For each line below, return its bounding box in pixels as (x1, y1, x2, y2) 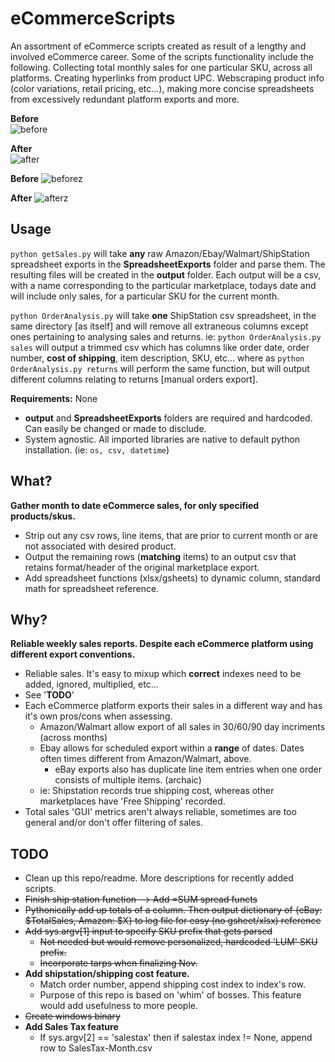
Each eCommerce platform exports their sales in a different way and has (24, 700, 323, 712)
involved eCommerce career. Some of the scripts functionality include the (10, 50, 314, 62)
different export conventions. (10, 648, 136, 661)
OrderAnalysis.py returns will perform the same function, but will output (10, 362, 310, 374)
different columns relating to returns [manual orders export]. (10, 373, 258, 385)
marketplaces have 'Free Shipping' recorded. (39, 795, 226, 807)
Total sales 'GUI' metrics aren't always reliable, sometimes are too (24, 806, 297, 818)
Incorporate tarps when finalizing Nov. (39, 957, 198, 969)
